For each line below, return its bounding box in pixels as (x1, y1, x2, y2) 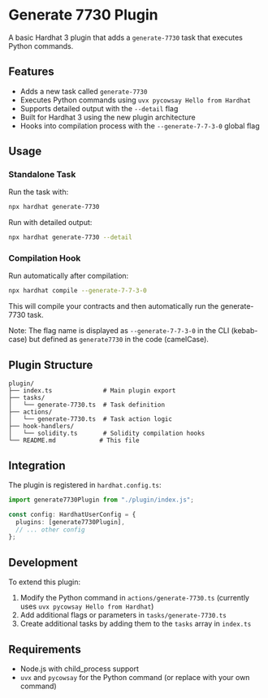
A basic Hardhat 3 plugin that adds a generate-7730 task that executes (8, 33, 244, 42)
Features (8, 65, 54, 79)
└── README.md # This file (8, 436, 140, 444)
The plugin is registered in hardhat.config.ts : (8, 479, 162, 489)
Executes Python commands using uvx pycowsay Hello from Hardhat (19, 95, 252, 105)
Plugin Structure (8, 358, 93, 371)
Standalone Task (8, 169, 76, 180)
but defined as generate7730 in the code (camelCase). (28, 335, 210, 345)
